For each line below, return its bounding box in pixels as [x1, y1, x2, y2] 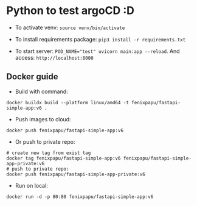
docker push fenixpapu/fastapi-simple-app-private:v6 [6, 171, 146, 177]
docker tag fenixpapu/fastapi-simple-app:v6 [6, 155, 121, 162]
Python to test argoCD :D [6, 4, 135, 18]
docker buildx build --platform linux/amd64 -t [6, 99, 130, 105]
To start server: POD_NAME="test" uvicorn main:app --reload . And [15, 47, 181, 55]
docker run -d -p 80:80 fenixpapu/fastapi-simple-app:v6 [6, 193, 154, 200]
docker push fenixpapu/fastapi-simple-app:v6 [6, 127, 123, 133]
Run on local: [15, 182, 49, 189]
